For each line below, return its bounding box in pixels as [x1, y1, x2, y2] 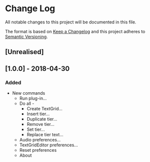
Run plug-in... [19, 96, 47, 101]
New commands [12, 90, 45, 96]
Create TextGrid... [26, 106, 63, 112]
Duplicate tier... [26, 116, 58, 122]
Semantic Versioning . [5, 34, 48, 40]
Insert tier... [26, 111, 50, 117]
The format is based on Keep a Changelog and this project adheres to [5, 28, 146, 34]
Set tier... [26, 126, 45, 132]
